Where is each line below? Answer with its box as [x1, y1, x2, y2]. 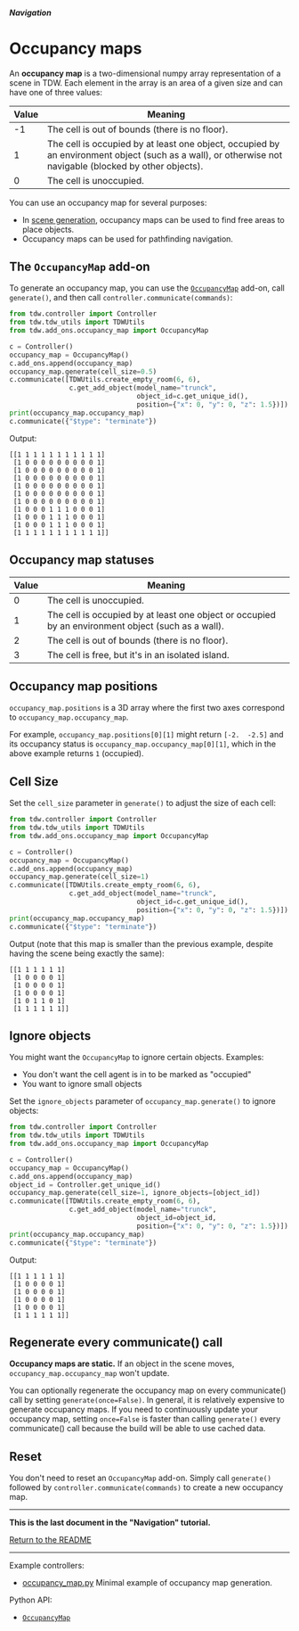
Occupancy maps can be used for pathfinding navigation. [21, 233, 234, 244]
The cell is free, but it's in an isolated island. [47, 648, 230, 661]
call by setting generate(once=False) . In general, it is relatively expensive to [9, 1395, 285, 1405]
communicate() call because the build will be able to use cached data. [9, 1423, 266, 1434]
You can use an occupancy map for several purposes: [9, 197, 207, 208]
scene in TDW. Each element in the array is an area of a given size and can [9, 77, 283, 88]
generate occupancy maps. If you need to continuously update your [9, 1404, 258, 1415]
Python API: [9, 1594, 53, 1605]
